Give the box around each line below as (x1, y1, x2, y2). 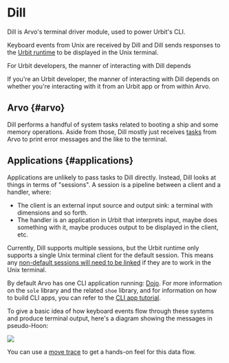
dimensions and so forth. (17, 208, 88, 217)
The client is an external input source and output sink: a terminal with (17, 201, 213, 209)
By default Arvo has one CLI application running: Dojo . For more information (7, 278, 222, 287)
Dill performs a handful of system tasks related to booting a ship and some (7, 120, 219, 129)
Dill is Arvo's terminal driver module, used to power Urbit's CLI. (7, 27, 186, 36)
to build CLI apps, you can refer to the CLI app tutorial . (7, 294, 162, 302)
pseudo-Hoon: (7, 321, 49, 329)
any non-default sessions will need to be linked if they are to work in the (7, 258, 212, 266)
